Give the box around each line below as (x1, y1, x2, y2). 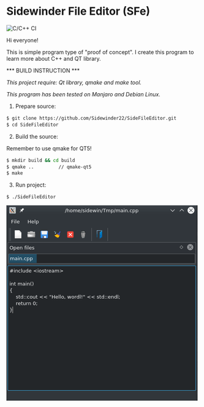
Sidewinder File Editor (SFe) (6, 4, 151, 18)
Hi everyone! (6, 36, 39, 44)
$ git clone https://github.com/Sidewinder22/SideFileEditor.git (6, 115, 176, 121)
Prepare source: (15, 103, 56, 110)
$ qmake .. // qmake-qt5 (6, 164, 92, 170)
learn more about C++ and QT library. (6, 55, 101, 62)
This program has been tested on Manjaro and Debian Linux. (6, 90, 161, 98)
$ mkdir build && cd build (6, 157, 75, 163)
